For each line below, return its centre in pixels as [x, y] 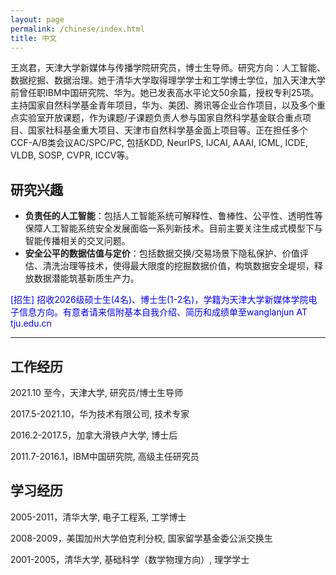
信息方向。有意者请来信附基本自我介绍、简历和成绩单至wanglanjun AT [163, 312]
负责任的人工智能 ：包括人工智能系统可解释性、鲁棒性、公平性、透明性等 [173, 216]
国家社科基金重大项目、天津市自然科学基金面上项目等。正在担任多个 [167, 130]
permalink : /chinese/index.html [77, 29]
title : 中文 [33, 38]
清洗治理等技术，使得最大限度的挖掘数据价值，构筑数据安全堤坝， [178, 266]
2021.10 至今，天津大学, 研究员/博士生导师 [96, 392]
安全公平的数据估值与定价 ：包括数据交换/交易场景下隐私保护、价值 [162, 253]
